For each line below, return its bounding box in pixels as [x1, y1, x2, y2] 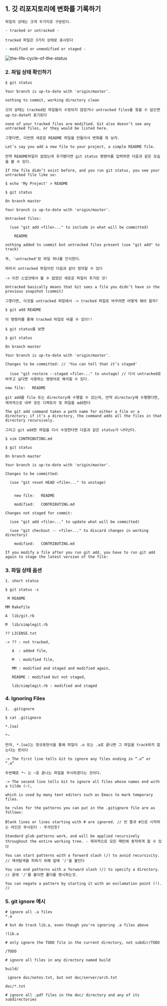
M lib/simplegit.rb [5, 622, 48, 627]
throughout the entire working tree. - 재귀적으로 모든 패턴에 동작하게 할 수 [5, 839, 156, 844]
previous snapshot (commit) [5, 289, 64, 294]
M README [7, 596, 26, 601]
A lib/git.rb [5, 614, 35, 619]
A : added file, [11, 649, 48, 654]
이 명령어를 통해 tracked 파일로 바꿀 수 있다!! [5, 317, 92, 322]
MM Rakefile [5, 605, 30, 610]
